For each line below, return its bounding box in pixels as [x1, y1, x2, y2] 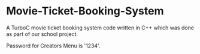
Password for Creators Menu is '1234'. [6, 42, 101, 49]
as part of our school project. [6, 30, 78, 37]
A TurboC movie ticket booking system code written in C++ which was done [6, 24, 195, 31]
